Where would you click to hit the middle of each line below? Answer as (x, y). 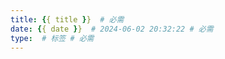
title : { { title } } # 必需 (67, 19)
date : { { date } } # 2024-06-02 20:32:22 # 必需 (112, 29)
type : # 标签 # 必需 (52, 38)
